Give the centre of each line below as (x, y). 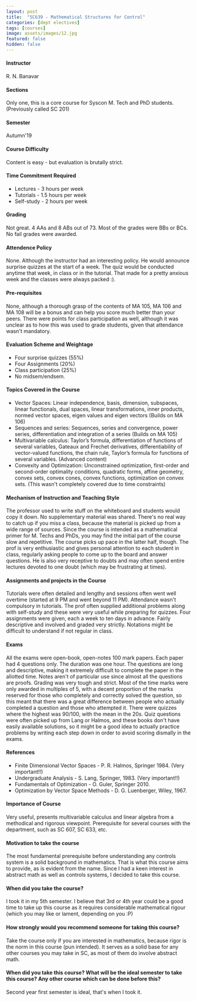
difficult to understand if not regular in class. (60, 631)
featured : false (26, 39)
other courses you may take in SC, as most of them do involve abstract (92, 953)
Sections (17, 89)
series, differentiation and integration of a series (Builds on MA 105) (96, 434)
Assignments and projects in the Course (56, 580)
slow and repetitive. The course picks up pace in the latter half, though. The (97, 542)
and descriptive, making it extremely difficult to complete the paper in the (95, 670)
